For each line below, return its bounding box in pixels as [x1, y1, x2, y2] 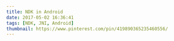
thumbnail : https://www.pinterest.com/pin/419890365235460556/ [6, 25, 169, 32]
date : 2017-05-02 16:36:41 [6, 14, 74, 20]
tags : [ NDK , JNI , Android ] [6, 20, 74, 26]
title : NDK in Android [6, 8, 63, 15]
